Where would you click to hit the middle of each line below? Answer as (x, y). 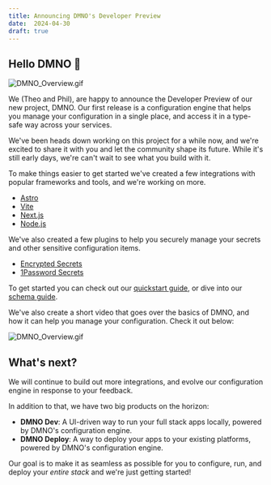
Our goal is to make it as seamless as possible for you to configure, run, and (135, 464)
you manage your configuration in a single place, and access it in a (120, 116)
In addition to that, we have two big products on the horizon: (109, 406)
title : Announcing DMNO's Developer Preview (85, 16)
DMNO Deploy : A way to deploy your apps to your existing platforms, (135, 439)
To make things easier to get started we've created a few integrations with (132, 174)
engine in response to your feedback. (71, 391)
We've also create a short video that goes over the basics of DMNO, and (129, 312)
